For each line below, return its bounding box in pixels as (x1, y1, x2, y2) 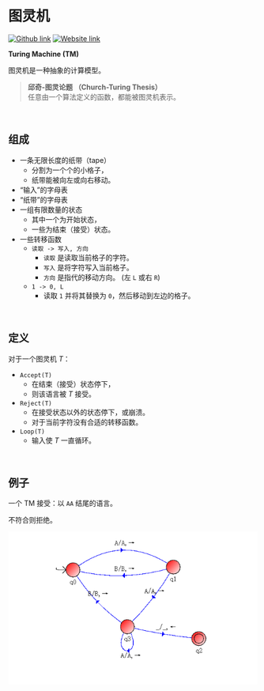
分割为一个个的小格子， (31, 165, 108, 175)
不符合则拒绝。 (8, 515, 57, 525)
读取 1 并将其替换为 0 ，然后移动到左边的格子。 (43, 290, 195, 300)
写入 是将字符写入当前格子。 (43, 262, 134, 272)
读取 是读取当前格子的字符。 (43, 252, 134, 262)
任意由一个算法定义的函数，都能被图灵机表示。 (27, 92, 180, 101)
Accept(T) (19, 371, 53, 379)
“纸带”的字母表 (19, 194, 69, 204)
